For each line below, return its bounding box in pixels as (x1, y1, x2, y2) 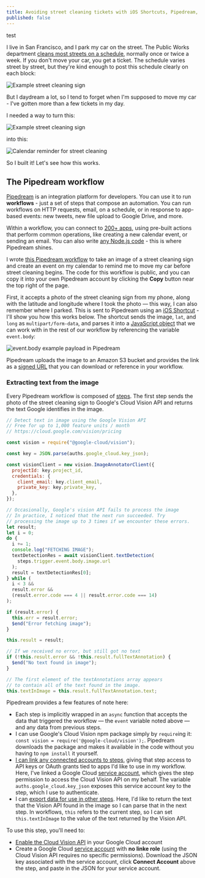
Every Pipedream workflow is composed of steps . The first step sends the (6, 392, 193, 399)
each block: (6, 69, 36, 77)
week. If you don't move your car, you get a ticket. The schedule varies (6, 56, 185, 64)
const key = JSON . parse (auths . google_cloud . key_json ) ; (6, 451, 149, 457)
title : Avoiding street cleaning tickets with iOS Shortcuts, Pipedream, (6, 9, 199, 15)
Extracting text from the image (6, 378, 99, 387)
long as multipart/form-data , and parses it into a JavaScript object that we (6, 320, 196, 327)
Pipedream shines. (6, 244, 53, 251)
